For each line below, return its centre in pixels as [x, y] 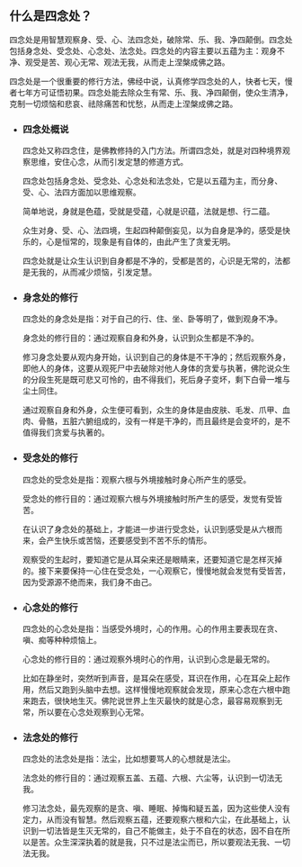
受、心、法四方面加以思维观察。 [81, 193]
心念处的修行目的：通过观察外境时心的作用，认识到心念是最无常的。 [148, 659]
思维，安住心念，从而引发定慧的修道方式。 [109, 162]
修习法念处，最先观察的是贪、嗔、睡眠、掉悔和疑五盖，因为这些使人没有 [156, 808]
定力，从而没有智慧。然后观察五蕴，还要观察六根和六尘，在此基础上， [152, 820]
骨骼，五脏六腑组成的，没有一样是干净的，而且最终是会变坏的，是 [160, 421]
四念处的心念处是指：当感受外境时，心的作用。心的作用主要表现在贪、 [152, 629]
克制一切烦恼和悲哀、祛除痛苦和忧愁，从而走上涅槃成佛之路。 [124, 104]
